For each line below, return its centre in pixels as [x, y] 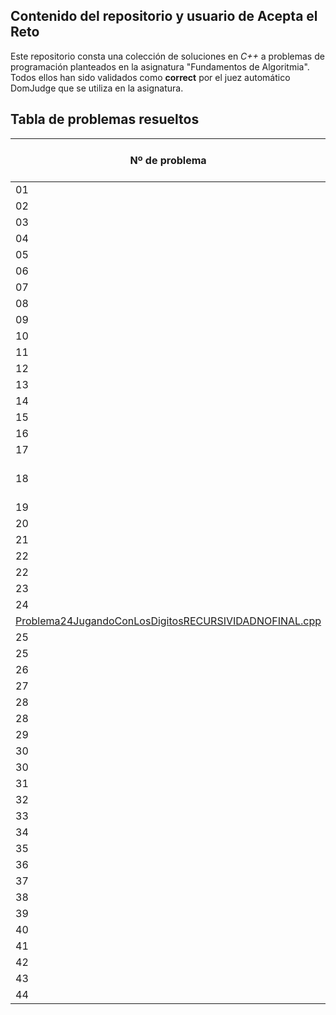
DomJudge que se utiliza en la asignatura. [97, 88]
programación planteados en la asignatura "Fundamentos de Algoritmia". [160, 66]
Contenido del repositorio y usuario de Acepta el [164, 16]
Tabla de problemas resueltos [105, 119]
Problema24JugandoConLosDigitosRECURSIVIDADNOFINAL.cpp [168, 621]
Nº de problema [168, 160]
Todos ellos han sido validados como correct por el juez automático [150, 77]
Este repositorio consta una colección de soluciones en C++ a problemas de [167, 56]
